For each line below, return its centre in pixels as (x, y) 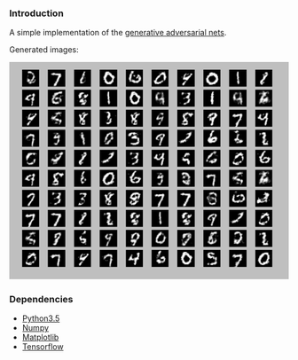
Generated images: (44, 50)
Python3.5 (41, 318)
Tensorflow (43, 347)
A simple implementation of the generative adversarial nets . (118, 33)
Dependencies (41, 300)
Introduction (36, 13)
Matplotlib (40, 337)
